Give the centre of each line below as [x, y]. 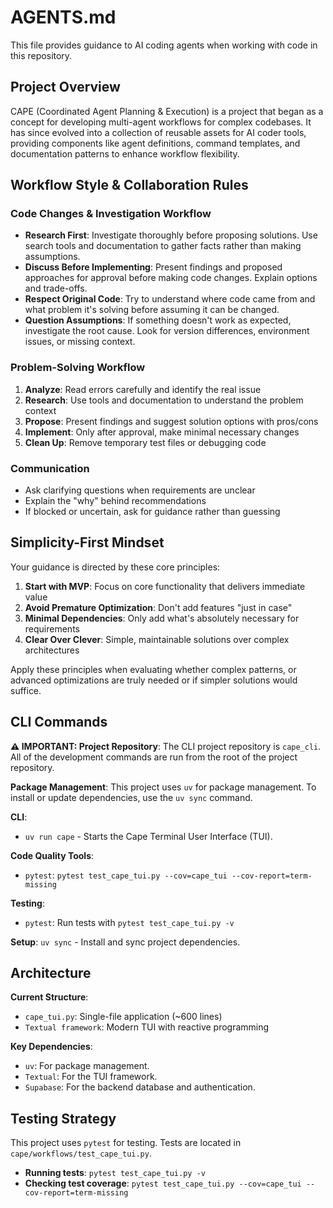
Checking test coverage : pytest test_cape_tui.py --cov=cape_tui [163, 1183]
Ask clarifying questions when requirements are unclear [140, 490]
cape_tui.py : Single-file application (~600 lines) [123, 1017]
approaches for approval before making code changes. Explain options [171, 278]
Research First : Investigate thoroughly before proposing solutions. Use [171, 235]
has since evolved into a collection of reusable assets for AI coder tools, [158, 132]
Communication [50, 468]
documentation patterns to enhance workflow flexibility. [125, 153]
